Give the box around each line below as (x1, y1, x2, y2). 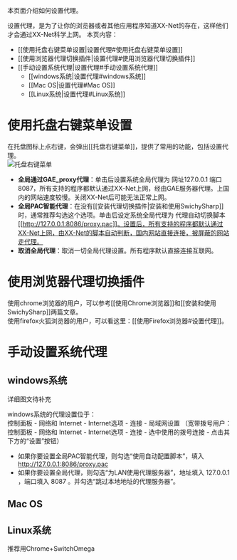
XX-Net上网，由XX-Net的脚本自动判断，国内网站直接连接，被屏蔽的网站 (17, 228, 230, 237)
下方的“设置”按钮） (7, 436, 63, 445)
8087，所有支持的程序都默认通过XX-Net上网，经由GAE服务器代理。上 (17, 184, 223, 192)
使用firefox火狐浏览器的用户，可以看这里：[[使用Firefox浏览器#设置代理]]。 (7, 316, 228, 325)
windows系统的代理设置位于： (7, 410, 96, 418)
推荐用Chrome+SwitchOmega (7, 544, 95, 553)
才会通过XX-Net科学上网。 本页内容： (7, 31, 119, 38)
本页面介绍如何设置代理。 (7, 6, 83, 14)
